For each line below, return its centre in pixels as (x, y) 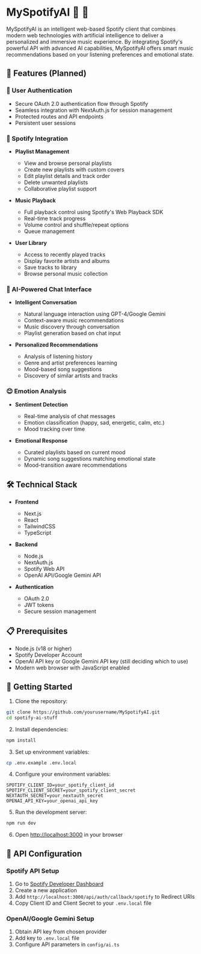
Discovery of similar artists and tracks (71, 376)
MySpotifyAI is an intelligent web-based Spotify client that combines (91, 29)
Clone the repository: (41, 701)
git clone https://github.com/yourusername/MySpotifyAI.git (83, 712)
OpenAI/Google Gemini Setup (50, 919)
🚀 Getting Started (39, 687)
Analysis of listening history (58, 357)
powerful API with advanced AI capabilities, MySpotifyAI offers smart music (100, 48)
